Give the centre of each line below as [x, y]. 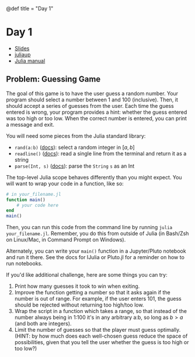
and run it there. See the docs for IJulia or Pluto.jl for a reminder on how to [95, 257]
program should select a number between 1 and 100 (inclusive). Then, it [92, 100]
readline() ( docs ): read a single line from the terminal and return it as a [100, 153]
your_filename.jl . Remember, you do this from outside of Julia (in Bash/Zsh [97, 233]
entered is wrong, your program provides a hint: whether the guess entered [97, 112]
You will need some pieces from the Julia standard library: [76, 136]
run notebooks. [24, 264]
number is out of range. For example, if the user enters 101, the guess [98, 299]
